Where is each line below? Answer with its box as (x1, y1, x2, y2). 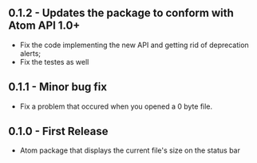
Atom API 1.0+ (8, 19, 81, 33)
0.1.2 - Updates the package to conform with (8, 6, 234, 20)
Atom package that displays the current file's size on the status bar (19, 145, 241, 155)
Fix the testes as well (19, 57, 89, 66)
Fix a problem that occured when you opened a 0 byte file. (19, 101, 213, 111)
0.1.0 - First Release (8, 125, 109, 138)
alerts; (19, 48, 42, 58)
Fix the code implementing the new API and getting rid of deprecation (19, 40, 249, 50)
